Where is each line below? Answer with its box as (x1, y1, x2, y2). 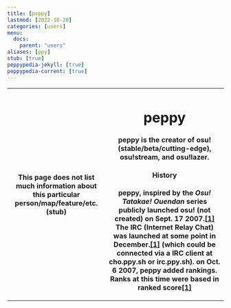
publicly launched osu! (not (118, 205, 211, 215)
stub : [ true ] (7, 55, 45, 62)
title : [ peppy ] (7, 10, 51, 17)
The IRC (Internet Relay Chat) (115, 223, 214, 232)
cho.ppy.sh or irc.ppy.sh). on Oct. (109, 257, 221, 267)
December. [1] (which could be (113, 240, 216, 249)
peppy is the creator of (118, 135, 195, 145)
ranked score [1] (137, 283, 192, 293)
